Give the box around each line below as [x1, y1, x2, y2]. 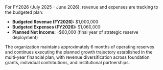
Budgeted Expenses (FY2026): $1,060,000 [12, 24, 101, 30]
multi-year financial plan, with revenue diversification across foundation [5, 54, 150, 60]
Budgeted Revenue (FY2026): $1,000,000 [12, 19, 99, 24]
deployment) [12, 34, 38, 40]
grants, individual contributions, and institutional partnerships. [5, 60, 130, 65]
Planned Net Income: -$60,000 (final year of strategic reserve [12, 29, 139, 35]
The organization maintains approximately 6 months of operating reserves [5, 44, 155, 49]
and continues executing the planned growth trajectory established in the [5, 49, 153, 55]
